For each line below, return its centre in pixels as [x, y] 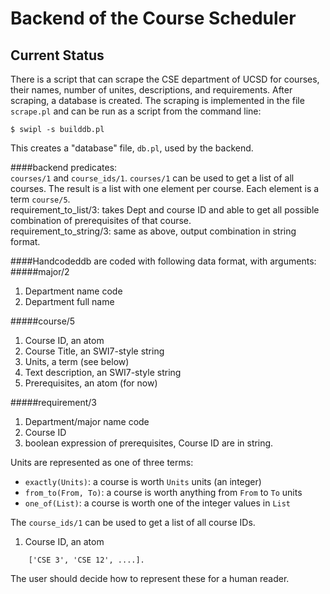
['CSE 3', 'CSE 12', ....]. [86, 560]
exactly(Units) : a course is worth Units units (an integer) [143, 481]
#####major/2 [40, 271]
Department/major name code [87, 421]
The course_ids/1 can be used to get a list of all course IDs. [133, 522]
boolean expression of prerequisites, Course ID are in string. [149, 443]
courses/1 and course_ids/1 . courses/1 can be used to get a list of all [152, 178]
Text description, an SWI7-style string [103, 372]
